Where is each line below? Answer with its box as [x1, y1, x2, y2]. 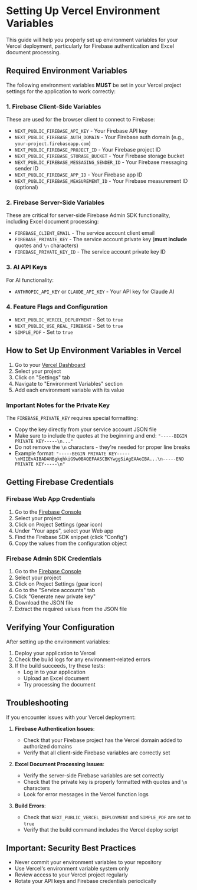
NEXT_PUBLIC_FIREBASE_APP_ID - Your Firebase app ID [14, 171, 143, 178]
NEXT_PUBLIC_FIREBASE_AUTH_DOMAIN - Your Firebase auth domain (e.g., [14, 134, 184, 141]
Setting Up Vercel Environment [6, 4, 160, 18]
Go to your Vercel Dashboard [14, 361, 86, 368]
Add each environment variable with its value [14, 386, 124, 393]
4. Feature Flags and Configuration [6, 303, 108, 311]
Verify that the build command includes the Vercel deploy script [23, 826, 179, 833]
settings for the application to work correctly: [6, 87, 116, 95]
